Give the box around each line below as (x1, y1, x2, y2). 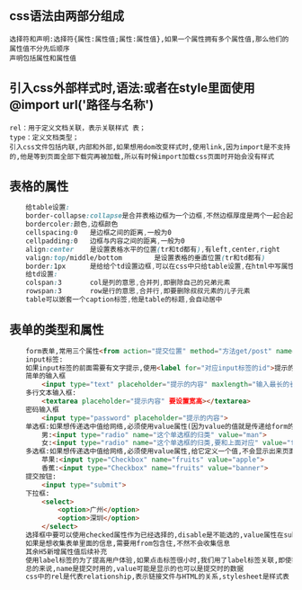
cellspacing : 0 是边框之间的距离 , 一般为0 (25, 228, 173, 237)
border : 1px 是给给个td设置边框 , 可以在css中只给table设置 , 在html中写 (25, 262, 281, 271)
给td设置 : (25, 270, 58, 279)
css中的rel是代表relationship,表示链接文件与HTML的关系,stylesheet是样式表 (25, 572, 289, 582)
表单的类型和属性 (9, 322, 104, 337)
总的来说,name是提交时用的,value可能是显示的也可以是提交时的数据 (25, 564, 244, 573)
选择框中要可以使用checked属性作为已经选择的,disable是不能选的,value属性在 (25, 531, 285, 540)
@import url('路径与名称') (9, 97, 155, 112)
